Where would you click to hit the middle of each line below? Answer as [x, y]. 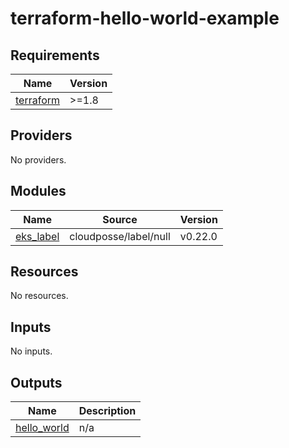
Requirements [55, 55]
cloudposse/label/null [120, 236]
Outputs [36, 382]
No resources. [39, 296]
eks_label [37, 236]
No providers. [38, 159]
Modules [38, 191]
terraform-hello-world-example [145, 18]
